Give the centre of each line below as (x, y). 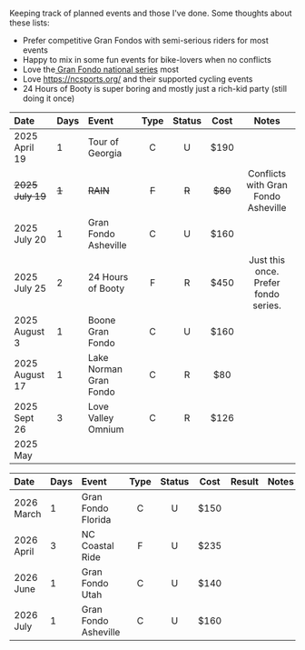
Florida (96, 520)
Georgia (105, 153)
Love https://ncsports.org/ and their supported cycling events (138, 79)
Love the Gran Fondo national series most (101, 69)
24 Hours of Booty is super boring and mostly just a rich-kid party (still (155, 89)
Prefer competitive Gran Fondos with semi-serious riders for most (146, 40)
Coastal (98, 546)
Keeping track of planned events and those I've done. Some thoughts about (151, 13)
